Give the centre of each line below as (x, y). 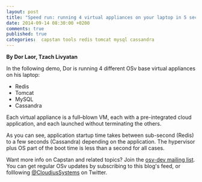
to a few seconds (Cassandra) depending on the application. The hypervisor (101, 141)
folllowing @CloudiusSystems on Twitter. (57, 172)
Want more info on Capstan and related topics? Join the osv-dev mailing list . (101, 159)
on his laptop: (23, 75)
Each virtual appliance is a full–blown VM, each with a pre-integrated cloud (99, 117)
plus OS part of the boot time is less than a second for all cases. (85, 148)
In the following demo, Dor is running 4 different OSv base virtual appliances (101, 68)
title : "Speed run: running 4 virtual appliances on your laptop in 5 (96, 17)
